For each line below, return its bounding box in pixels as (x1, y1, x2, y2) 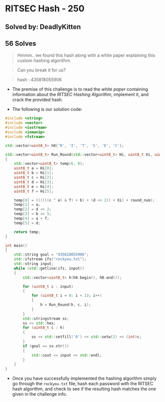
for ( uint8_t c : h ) (23, 325, 65, 330)
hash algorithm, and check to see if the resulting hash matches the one (12, 386, 156, 392)
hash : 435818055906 (17, 77, 62, 83)
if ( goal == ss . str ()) (23, 343, 69, 348)
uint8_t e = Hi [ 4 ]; (14, 184, 54, 189)
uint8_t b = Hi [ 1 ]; (14, 171, 54, 176)
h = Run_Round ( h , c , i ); (40, 302, 91, 307)
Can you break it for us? (17, 67, 66, 73)
